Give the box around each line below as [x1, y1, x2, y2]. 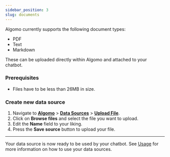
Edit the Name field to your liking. [12, 121, 82, 127]
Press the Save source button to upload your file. [12, 126, 115, 132]
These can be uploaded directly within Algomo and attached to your [5, 56, 147, 62]
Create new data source [5, 98, 65, 105]
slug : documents [5, 12, 39, 17]
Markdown [12, 47, 35, 53]
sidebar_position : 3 [5, 7, 49, 13]
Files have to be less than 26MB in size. [12, 86, 95, 92]
